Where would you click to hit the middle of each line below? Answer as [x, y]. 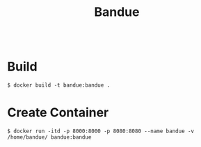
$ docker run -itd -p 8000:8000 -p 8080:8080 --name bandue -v [101, 131]
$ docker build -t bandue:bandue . [59, 85]
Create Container [58, 113]
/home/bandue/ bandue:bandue [49, 137]
